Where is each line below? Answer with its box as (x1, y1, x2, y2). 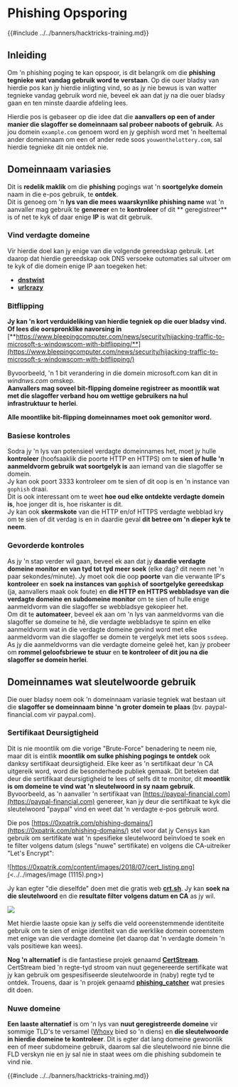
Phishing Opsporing (7, 5, 128, 21)
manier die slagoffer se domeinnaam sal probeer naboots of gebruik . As (7, 120, 224, 128)
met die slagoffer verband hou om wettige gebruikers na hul (7, 392, 188, 400)
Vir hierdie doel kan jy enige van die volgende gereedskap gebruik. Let (7, 246, 215, 255)
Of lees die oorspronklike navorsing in (7, 325, 122, 333)
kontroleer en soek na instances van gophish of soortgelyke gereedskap (7, 579, 224, 588)
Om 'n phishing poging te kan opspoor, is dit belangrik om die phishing (7, 68, 215, 76)
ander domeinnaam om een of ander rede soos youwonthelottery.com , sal (7, 135, 222, 143)
